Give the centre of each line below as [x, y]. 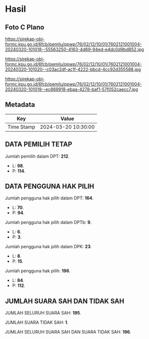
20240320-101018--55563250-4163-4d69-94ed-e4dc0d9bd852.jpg [74, 49]
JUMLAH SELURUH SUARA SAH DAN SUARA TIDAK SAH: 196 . [68, 332]
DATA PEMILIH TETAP [39, 144]
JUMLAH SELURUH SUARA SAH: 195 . [43, 313]
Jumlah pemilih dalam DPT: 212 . [37, 156]
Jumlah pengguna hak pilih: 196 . [38, 271]
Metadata [20, 105]
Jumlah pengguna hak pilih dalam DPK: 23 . [48, 247]
